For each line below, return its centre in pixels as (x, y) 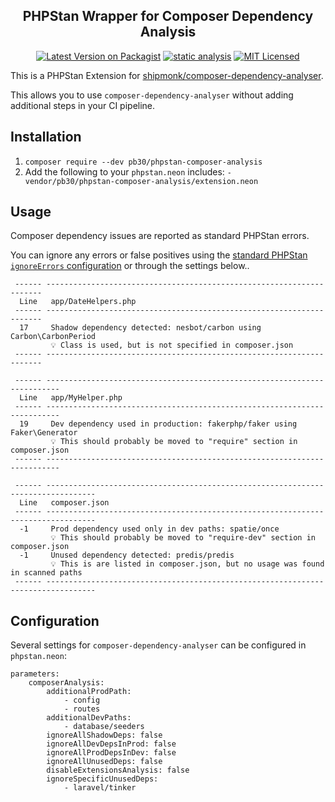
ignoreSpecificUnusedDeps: (102, 779)
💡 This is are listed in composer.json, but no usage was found (187, 564)
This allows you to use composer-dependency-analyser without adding (152, 95)
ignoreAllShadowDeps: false (104, 735)
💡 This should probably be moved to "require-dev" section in (183, 538)
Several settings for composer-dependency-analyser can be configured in (158, 645)
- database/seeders (104, 727)
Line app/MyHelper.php (71, 398)
